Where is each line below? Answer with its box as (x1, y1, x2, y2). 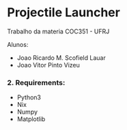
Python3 (16, 93, 41, 101)
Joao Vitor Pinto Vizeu (16, 61, 81, 69)
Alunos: (7, 40, 29, 48)
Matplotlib (16, 115, 46, 123)
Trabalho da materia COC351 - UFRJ (7, 27, 110, 35)
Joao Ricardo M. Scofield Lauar (16, 53, 106, 62)
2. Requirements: (7, 78, 66, 87)
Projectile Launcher (7, 5, 121, 20)
